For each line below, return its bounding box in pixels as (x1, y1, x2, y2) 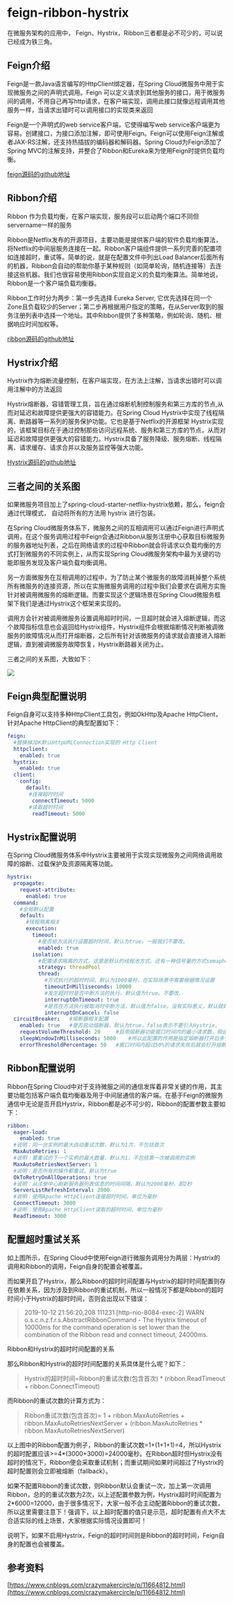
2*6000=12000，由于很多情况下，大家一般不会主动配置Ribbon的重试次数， (7, 1499, 224, 1507)
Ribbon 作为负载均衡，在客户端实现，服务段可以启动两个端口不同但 (7, 212, 200, 220)
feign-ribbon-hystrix (7, 5, 130, 21)
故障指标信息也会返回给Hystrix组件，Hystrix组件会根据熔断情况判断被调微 (12, 623, 224, 631)
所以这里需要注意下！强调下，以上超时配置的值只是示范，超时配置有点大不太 (7, 1507, 226, 1516)
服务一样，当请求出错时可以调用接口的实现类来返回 (7, 106, 153, 114)
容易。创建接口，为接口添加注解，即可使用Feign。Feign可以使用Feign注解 (7, 129, 218, 137)
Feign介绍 (7, 60, 51, 72)
